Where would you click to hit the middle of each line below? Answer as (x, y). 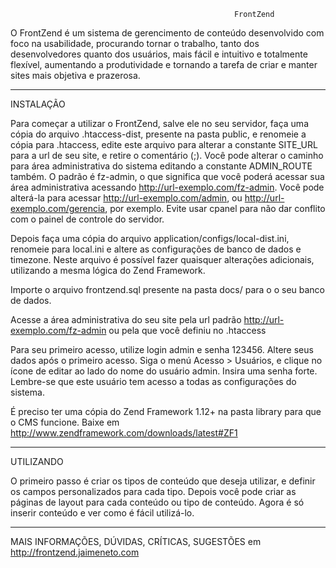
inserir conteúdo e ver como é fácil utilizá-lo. (102, 513)
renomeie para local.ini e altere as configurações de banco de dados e (156, 249)
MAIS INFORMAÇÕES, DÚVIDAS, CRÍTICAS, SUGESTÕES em (136, 541)
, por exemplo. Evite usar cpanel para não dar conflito (215, 208)
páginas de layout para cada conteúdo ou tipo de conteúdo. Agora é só (157, 502)
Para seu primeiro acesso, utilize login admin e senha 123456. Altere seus (162, 349)
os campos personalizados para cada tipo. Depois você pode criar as (153, 491)
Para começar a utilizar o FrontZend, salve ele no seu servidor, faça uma (159, 123)
